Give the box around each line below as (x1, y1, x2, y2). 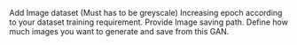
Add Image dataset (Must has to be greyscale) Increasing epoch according (9, 8, 283, 18)
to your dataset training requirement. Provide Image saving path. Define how (9, 17, 288, 27)
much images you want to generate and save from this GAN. (9, 26, 230, 36)
